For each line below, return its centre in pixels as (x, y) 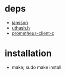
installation (28, 53)
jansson (20, 22)
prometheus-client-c (33, 33)
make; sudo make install (36, 67)
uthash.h (21, 27)
